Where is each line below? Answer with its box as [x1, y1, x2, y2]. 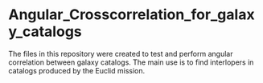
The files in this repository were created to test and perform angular [8, 49, 233, 58]
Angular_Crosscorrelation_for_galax [8, 6, 255, 24]
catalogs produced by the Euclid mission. [8, 65, 146, 75]
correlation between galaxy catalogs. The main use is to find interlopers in [8, 57, 254, 67]
